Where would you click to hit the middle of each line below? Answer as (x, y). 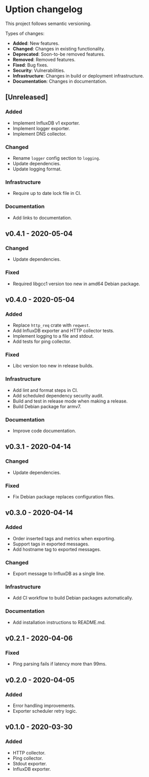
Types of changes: (25, 33)
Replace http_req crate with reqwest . (51, 325)
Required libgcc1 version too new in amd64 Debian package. (76, 284)
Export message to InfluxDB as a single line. (59, 574)
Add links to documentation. (42, 217)
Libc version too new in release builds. (53, 366)
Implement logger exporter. (41, 128)
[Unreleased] (27, 97)
